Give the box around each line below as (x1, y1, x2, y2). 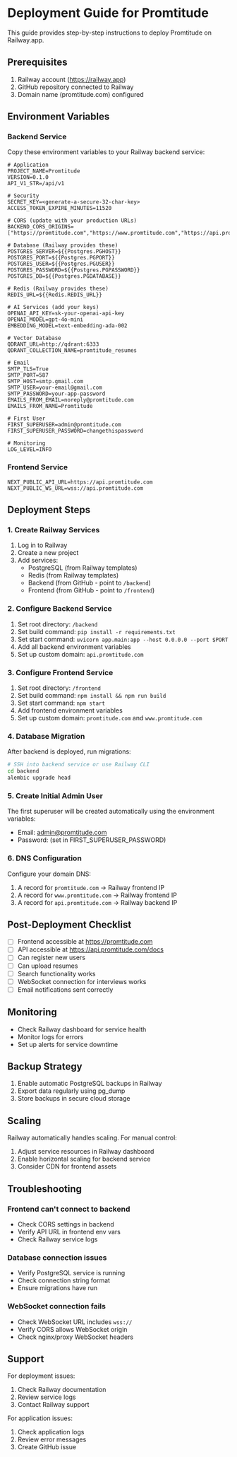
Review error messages (17, 1435, 87, 1444)
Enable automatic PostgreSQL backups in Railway (17, 1079, 162, 1088)
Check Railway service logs (17, 1235, 98, 1244)
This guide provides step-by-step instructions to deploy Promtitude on (7, 28, 212, 37)
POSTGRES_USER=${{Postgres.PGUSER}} (7, 260, 115, 268)
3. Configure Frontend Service (7, 667, 114, 677)
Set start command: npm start (17, 698, 106, 708)
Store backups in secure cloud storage (17, 1094, 130, 1103)
